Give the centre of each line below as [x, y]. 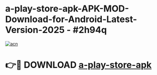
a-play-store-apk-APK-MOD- [67, 9]
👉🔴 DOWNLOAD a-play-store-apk [78, 65]
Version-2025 [35, 30]
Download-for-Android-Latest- [71, 19]
